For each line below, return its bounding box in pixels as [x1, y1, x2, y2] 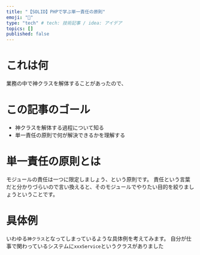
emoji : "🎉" [6, 14, 34, 20]
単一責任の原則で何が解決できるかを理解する [14, 131, 126, 139]
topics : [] [6, 25, 34, 32]
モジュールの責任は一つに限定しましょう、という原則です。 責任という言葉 [6, 175, 190, 183]
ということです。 [16, 190, 59, 198]
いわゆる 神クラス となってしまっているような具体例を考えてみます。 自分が [6, 235, 187, 242]
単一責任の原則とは [6, 155, 101, 169]
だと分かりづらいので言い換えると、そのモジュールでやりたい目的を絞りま [6, 183, 190, 190]
